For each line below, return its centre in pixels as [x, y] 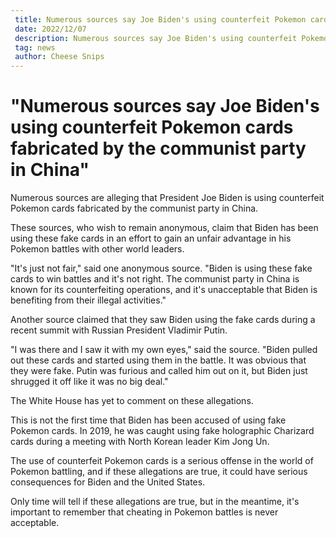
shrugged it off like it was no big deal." [89, 382]
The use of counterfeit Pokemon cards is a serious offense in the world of [162, 461]
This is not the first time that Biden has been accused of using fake [148, 420]
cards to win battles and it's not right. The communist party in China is [155, 279]
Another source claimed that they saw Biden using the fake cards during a [163, 320]
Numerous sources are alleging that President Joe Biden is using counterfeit [167, 198]
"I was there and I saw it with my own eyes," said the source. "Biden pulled [164, 350]
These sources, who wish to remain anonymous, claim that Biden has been [164, 228]
